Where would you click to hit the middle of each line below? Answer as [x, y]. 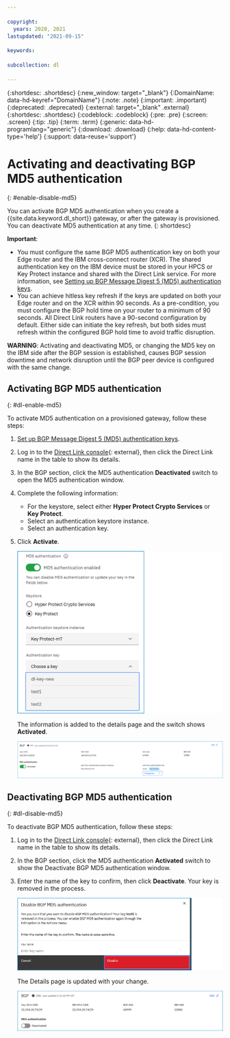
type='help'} [25, 136]
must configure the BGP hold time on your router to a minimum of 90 [114, 310]
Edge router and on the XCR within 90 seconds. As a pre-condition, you [118, 303]
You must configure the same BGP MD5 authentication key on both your [118, 252]
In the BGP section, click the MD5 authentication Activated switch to [114, 861]
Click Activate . [38, 542]
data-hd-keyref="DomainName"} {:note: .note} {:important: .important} [107, 100]
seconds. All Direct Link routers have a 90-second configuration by [112, 317]
